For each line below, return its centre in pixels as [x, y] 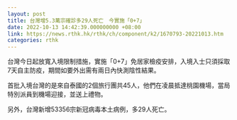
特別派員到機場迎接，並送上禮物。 [57, 94]
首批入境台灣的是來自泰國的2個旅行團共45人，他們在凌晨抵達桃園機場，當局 [119, 85]
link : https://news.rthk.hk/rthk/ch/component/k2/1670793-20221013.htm [115, 34]
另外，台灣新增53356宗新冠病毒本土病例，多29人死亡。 [89, 109]
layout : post [27, 14]
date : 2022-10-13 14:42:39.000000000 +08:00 [74, 27]
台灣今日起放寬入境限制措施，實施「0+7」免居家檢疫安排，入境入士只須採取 [119, 62]
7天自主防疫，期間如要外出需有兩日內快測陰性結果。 [84, 70]
